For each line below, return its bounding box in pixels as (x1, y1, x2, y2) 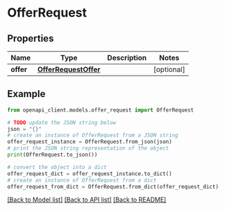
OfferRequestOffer (37, 64, 101, 74)
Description (107, 53, 147, 62)
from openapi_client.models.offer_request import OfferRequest (7, 106, 194, 114)
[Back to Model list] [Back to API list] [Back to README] (7, 195, 167, 204)
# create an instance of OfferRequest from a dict (7, 177, 157, 184)
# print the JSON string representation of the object (7, 145, 169, 152)
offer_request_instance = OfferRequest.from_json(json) (7, 139, 172, 146)
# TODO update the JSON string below (7, 119, 117, 126)
